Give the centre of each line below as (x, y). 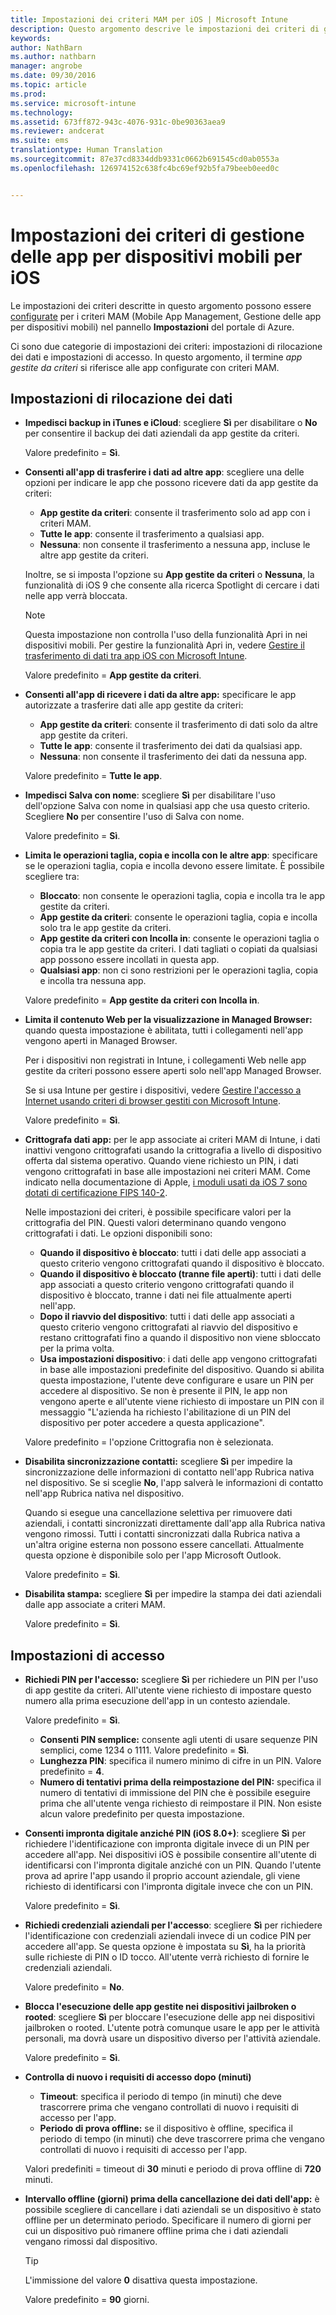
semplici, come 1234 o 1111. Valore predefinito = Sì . (144, 1750)
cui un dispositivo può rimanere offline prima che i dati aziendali (156, 2231)
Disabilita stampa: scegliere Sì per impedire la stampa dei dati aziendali (173, 1594)
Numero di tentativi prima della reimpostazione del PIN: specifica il (180, 1782)
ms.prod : (28, 94)
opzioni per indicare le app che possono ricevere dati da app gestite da (171, 483)
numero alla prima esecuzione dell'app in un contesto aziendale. (157, 1701)
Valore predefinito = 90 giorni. (87, 2300)
